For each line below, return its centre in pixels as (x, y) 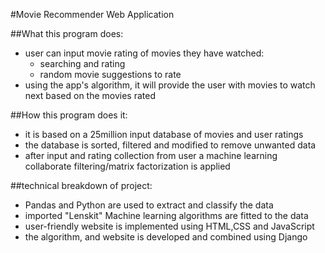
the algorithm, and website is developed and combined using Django (166, 237)
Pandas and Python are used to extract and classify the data (149, 205)
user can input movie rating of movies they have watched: (144, 53)
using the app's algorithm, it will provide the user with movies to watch (170, 85)
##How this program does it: (69, 115)
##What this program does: (67, 33)
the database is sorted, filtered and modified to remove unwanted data (170, 145)
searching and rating (82, 63)
